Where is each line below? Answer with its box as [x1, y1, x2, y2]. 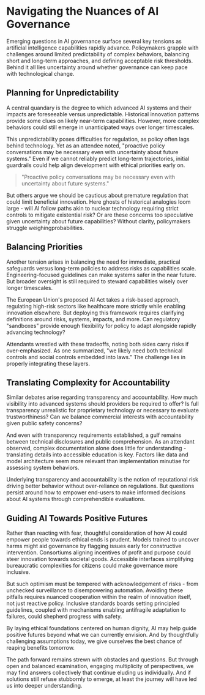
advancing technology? [6, 329, 65, 336]
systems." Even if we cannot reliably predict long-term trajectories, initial [6, 155, 190, 162]
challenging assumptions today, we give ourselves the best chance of [6, 637, 182, 645]
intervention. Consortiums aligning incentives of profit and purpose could [6, 549, 191, 556]
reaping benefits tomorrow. [6, 644, 75, 652]
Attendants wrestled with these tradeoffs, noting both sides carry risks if [6, 340, 189, 347]
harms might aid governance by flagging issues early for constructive [6, 543, 182, 550]
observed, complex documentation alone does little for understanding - [6, 445, 187, 452]
